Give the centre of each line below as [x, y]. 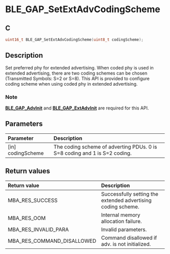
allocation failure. [121, 221]
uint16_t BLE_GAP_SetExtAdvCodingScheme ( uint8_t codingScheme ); [74, 40]
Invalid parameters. [124, 229]
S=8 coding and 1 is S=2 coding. [93, 153]
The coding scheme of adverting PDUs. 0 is [105, 147]
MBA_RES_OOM [27, 218]
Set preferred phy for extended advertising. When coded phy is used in [79, 67]
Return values [28, 171]
